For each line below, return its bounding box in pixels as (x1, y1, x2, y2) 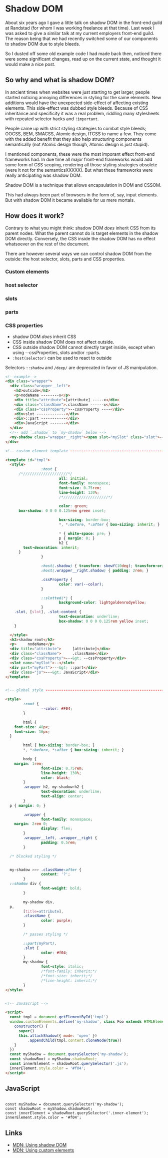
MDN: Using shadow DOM (12, 1142, 67, 1148)
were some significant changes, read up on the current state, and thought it (5, 56, 161, 62)
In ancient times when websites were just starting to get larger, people (5, 89, 150, 95)
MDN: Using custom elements (12, 1147, 74, 1153)
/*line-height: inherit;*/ (40, 978, 97, 983)
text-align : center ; (40, 794, 84, 799)
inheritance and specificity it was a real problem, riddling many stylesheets (5, 110, 159, 116)
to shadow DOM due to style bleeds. (5, 41, 80, 47)
